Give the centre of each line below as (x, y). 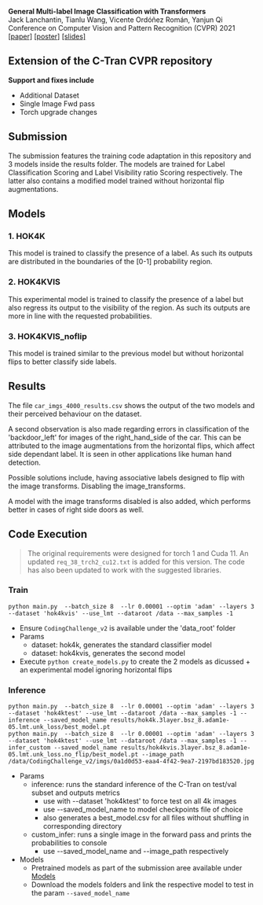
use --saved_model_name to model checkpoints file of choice (143, 810)
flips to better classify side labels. (62, 362)
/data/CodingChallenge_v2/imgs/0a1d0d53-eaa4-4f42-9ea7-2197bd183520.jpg (131, 762)
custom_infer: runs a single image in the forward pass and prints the (141, 835)
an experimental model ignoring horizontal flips (96, 670)
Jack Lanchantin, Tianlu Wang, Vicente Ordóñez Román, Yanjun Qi (115, 20)
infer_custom (29, 748)
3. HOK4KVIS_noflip (48, 336)
